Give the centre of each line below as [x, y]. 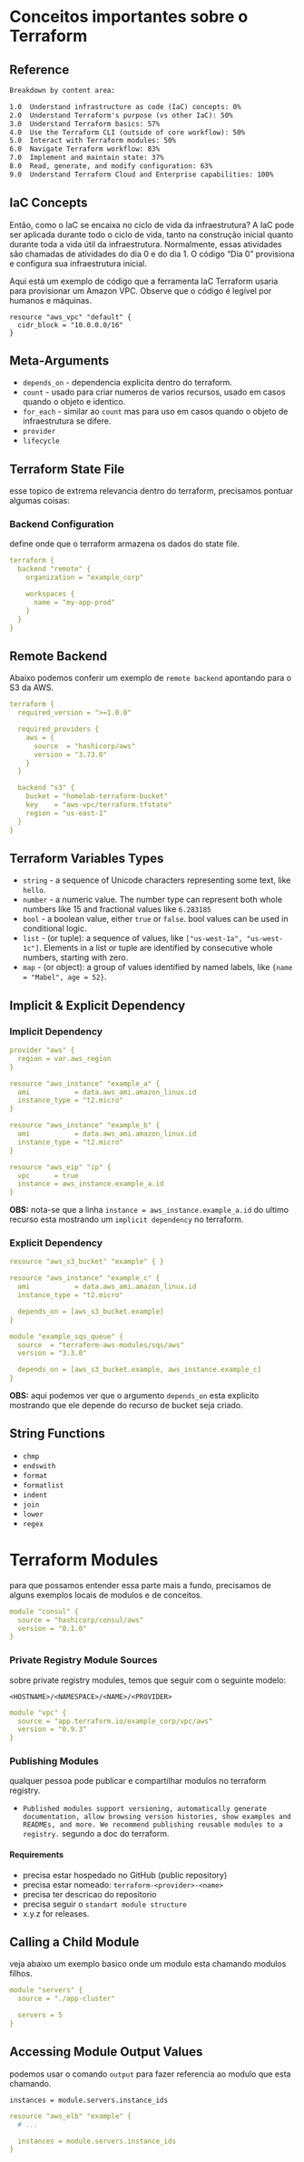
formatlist [43, 1485]
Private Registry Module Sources [83, 1660]
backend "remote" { [54, 569]
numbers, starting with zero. [75, 957]
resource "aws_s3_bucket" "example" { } [87, 1262]
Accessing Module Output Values [106, 2052]
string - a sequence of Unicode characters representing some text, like [157, 880]
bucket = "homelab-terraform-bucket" [97, 796]
